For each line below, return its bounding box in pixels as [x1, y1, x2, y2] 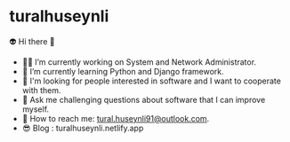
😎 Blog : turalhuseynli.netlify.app [21, 122, 144, 133]
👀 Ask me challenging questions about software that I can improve [21, 94, 266, 105]
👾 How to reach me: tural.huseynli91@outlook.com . [21, 113, 210, 123]
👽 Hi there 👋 [9, 35, 55, 46]
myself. [21, 104, 50, 114]
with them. [21, 84, 61, 95]
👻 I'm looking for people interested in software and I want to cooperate [21, 75, 282, 86]
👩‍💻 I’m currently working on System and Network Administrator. [21, 56, 256, 67]
